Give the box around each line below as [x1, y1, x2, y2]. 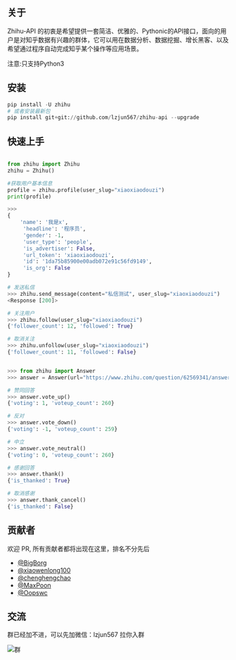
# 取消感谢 [7, 490, 35, 497]
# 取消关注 [7, 335, 35, 343]
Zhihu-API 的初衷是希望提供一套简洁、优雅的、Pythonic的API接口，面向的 [7, 27, 221, 35]
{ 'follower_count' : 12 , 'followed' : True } [7, 323, 133, 330]
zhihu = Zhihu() [7, 167, 55, 174]
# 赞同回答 [7, 387, 35, 394]
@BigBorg [17, 559, 47, 567]
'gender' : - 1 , [22, 232, 65, 239]
